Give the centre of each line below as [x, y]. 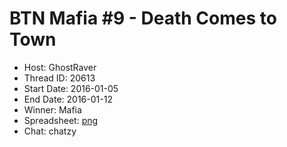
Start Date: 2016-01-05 [71, 88]
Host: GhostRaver [60, 67]
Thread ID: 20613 [59, 78]
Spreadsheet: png [61, 120]
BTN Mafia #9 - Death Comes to [143, 18]
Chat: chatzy [50, 131]
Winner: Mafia [52, 109]
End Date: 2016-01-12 [68, 99]
